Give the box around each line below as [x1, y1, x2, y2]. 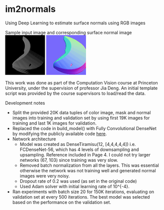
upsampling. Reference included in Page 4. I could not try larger [19, 151, 151, 157]
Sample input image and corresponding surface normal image [5, 29, 132, 35]
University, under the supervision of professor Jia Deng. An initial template [5, 85, 158, 91]
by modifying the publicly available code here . [12, 131, 107, 137]
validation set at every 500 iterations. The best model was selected [12, 194, 150, 200]
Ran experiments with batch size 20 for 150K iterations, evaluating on [12, 189, 155, 195]
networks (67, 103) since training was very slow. [19, 157, 118, 163]
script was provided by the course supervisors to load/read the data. [5, 90, 146, 96]
